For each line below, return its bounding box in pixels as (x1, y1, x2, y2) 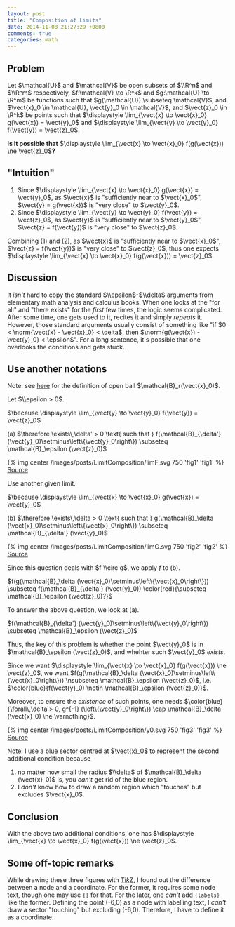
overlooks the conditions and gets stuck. (7, 342, 125, 351)
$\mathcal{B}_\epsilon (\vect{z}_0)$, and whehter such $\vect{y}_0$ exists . (7, 648, 226, 656)
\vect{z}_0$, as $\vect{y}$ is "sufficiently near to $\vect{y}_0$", (17, 215, 202, 224)
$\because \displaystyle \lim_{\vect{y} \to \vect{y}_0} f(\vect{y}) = (7, 408, 199, 418)
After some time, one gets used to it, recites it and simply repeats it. (7, 313, 203, 321)
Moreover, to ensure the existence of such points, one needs (7, 698, 183, 706)
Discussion (7, 272, 58, 284)
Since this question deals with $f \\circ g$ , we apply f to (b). (7, 563, 180, 572)
